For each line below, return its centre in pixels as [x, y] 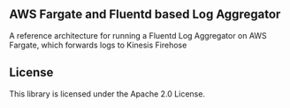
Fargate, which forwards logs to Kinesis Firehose [98, 45]
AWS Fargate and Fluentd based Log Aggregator [145, 14]
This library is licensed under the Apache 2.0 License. [107, 94]
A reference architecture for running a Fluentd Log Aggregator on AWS [138, 35]
